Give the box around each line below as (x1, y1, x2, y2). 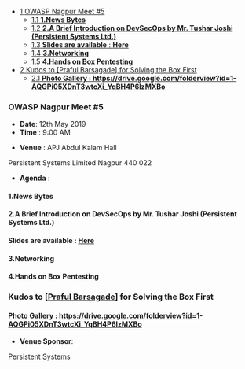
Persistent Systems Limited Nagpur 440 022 (8, 158, 152, 168)
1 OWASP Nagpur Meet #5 (19, 7, 105, 16)
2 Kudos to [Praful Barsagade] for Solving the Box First (19, 65, 198, 74)
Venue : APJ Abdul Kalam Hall (19, 143, 117, 153)
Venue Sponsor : (19, 337, 74, 346)
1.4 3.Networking (31, 49, 89, 57)
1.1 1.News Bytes (31, 15, 86, 24)
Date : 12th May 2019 (19, 120, 86, 129)
